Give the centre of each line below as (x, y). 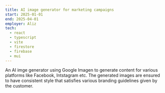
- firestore (22, 47)
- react (18, 33)
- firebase (21, 51)
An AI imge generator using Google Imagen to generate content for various (82, 70)
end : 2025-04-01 (22, 19)
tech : (11, 28)
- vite (16, 42)
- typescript (23, 38)
